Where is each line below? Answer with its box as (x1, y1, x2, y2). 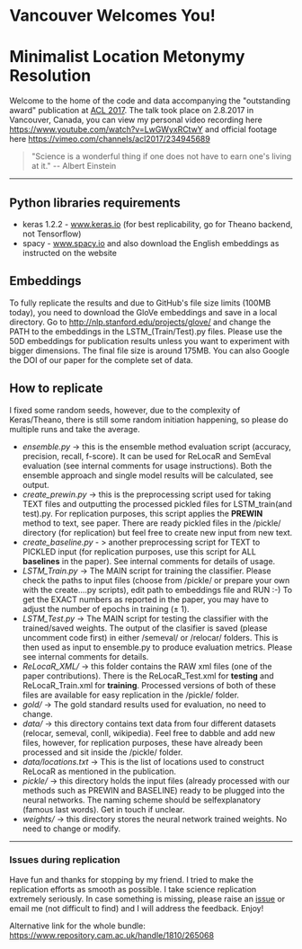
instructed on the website (22, 247, 117, 258)
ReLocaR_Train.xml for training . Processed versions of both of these (22, 679, 277, 690)
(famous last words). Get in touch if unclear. (22, 803, 185, 814)
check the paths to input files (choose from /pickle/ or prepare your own (22, 574, 290, 585)
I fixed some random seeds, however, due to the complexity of (9, 404, 241, 415)
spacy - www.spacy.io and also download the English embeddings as (22, 237, 280, 248)
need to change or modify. (22, 823, 121, 834)
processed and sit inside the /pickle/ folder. (22, 747, 183, 758)
